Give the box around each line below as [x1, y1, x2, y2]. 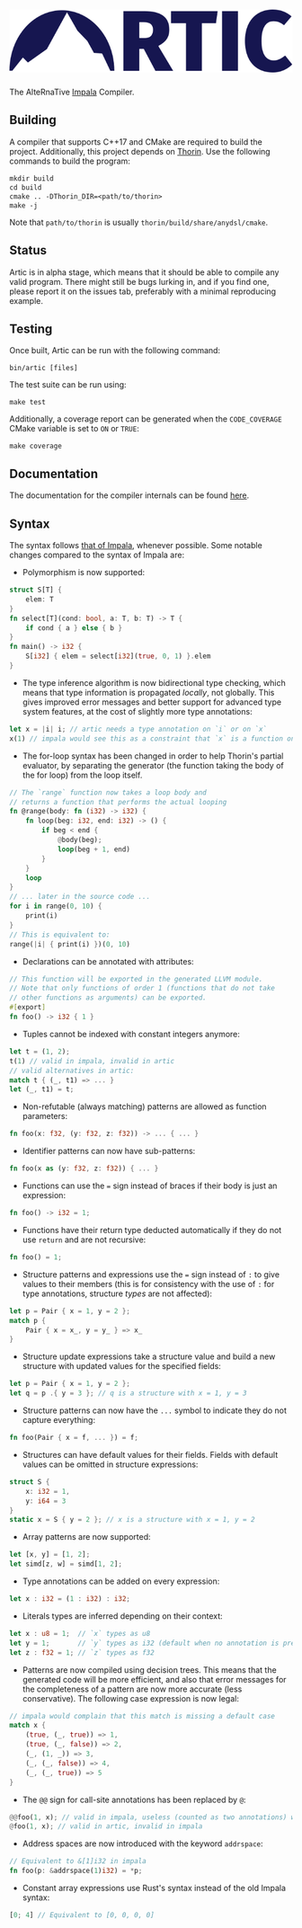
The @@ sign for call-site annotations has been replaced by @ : [22, 1794, 246, 1805]
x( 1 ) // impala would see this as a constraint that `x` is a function [9, 733, 283, 743]
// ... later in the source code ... [9, 893, 151, 902]
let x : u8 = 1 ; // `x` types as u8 [9, 1629, 151, 1638]
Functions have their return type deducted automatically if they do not [22, 1224, 282, 1235]
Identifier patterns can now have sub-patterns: [22, 1146, 196, 1157]
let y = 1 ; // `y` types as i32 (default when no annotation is [9, 1639, 280, 1648]
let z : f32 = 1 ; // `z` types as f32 [9, 1648, 155, 1657]
